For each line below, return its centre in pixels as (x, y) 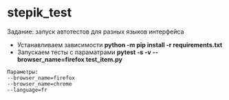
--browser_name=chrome (40, 84)
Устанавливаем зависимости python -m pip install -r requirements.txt (120, 45)
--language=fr (28, 90)
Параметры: (23, 72)
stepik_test (40, 13)
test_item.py (104, 59)
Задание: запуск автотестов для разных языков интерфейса (96, 32)
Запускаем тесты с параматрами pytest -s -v (84, 52)
